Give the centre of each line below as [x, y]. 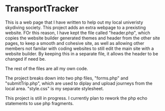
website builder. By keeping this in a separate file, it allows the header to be [82, 54]
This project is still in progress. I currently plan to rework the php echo [76, 98]
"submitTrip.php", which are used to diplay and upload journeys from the [79, 83]
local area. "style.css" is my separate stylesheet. [55, 88]
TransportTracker [42, 9]
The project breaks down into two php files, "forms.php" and [67, 78]
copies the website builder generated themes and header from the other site [82, 38]
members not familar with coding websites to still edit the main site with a [80, 48]
